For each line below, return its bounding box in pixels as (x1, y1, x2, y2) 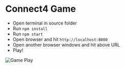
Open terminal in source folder (12, 20, 78, 26)
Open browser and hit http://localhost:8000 (12, 36, 108, 42)
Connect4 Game (5, 3, 77, 15)
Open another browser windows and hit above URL (12, 41, 120, 48)
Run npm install (12, 25, 48, 31)
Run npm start (12, 31, 43, 37)
